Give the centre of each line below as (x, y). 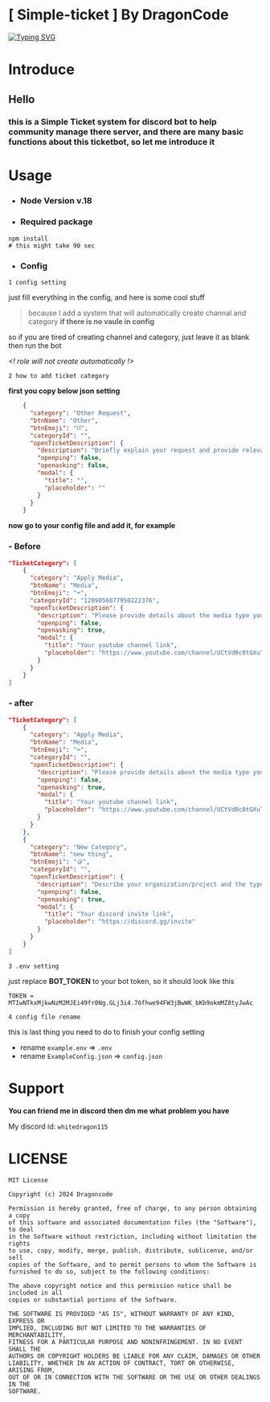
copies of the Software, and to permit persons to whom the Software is (133, 1265)
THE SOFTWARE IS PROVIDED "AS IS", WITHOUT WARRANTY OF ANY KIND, (122, 1314)
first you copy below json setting (64, 391)
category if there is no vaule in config (91, 322)
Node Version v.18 (56, 200)
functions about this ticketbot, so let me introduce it (112, 142)
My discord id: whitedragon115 (58, 1126)
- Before (25, 547)
